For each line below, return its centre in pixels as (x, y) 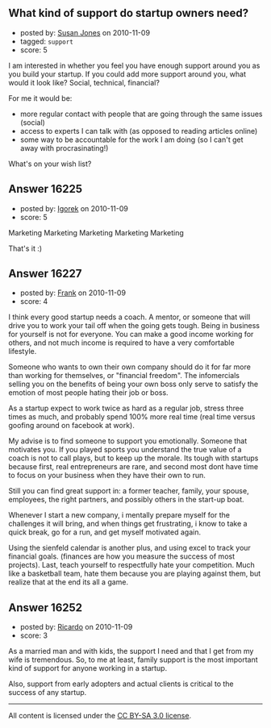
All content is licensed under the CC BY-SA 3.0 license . (100, 716)
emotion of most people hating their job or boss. (88, 393)
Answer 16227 (45, 274)
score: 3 (34, 635)
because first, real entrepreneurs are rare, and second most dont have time (133, 467)
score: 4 (34, 302)
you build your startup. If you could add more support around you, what (127, 74)
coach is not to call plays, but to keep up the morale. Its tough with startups (133, 458)
